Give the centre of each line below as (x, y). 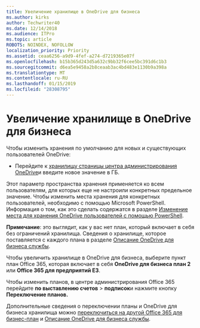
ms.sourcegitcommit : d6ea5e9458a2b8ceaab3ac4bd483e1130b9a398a (87, 67)
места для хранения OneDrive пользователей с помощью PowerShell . (95, 215)
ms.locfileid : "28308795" (38, 89)
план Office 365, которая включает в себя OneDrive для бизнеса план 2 (99, 264)
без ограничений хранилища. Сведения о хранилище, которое (86, 233)
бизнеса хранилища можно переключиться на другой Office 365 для (94, 312)
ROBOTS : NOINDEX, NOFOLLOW (40, 45)
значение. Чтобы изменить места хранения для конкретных (83, 196)
